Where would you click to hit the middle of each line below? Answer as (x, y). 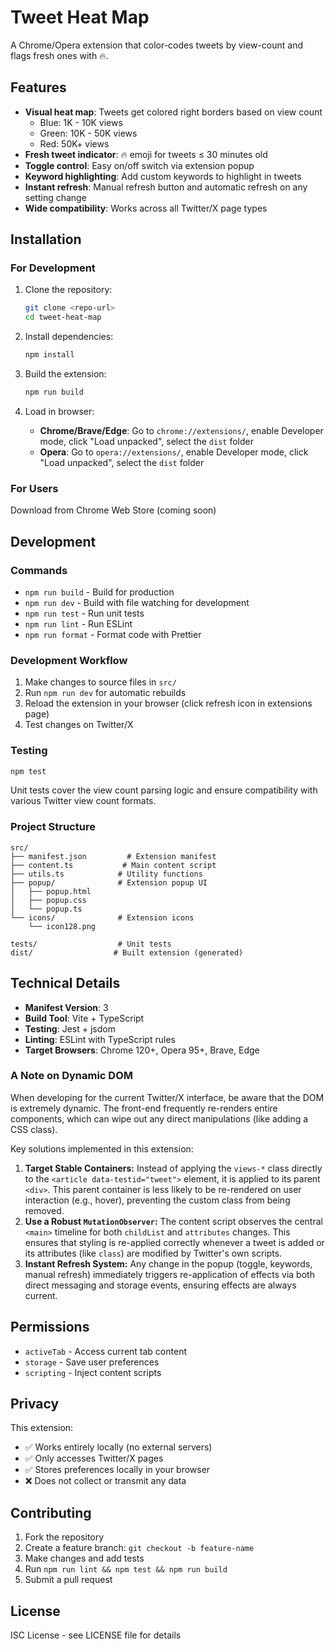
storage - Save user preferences (92, 1362)
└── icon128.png (62, 926)
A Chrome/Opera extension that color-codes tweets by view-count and (156, 45)
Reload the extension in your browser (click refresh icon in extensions (168, 703)
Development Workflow (69, 660)
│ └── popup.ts (46, 909)
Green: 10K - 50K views (88, 133)
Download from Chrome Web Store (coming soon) (113, 510)
